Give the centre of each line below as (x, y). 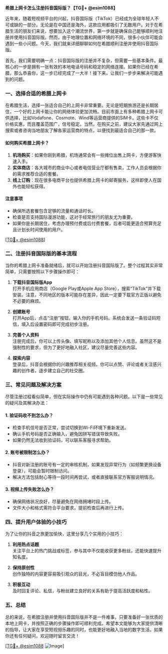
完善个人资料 (25, 335)
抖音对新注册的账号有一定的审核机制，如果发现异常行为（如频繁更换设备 (87, 464)
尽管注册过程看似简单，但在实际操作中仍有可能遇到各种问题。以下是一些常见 (84, 397)
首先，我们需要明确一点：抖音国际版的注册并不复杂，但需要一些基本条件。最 (84, 60)
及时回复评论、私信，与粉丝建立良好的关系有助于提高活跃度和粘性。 (82, 591)
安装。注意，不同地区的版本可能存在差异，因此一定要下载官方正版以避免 (87, 295)
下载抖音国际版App (32, 282)
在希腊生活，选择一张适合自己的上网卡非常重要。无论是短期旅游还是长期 (79, 105)
